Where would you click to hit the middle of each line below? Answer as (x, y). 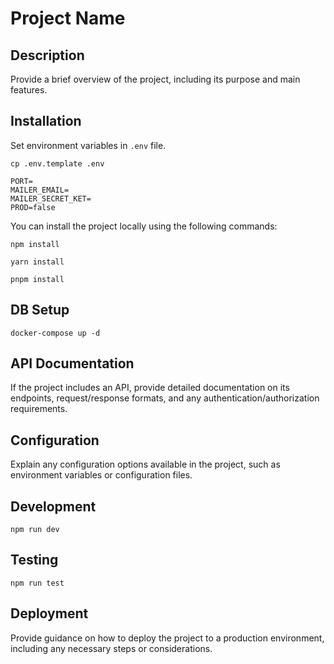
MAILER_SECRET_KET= (51, 198)
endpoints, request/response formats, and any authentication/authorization (165, 398)
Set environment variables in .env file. (88, 145)
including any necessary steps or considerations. (111, 648)
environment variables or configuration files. (101, 475)
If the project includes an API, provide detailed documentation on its (150, 388)
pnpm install (37, 279)
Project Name (68, 18)
